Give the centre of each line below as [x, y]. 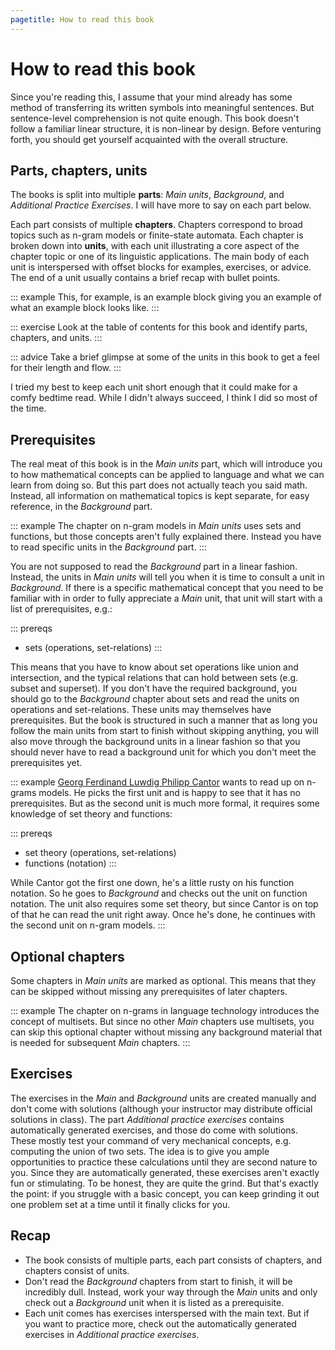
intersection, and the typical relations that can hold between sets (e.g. [154, 678]
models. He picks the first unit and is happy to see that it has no [169, 793]
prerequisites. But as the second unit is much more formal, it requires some [165, 803]
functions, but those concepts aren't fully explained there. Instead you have [166, 537]
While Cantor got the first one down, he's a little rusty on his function [152, 883]
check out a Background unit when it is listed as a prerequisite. [154, 1302]
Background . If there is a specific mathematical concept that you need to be [167, 588]
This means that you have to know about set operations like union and [154, 667]
